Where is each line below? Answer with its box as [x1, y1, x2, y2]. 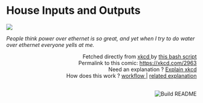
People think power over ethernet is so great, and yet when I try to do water [6, 34, 195, 42]
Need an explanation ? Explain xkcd [108, 66, 197, 73]
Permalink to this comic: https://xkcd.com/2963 [78, 59, 197, 66]
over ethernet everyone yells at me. [6, 41, 95, 48]
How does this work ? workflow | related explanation [66, 72, 197, 79]
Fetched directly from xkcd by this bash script [82, 52, 197, 60]
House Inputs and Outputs [6, 4, 141, 17]
